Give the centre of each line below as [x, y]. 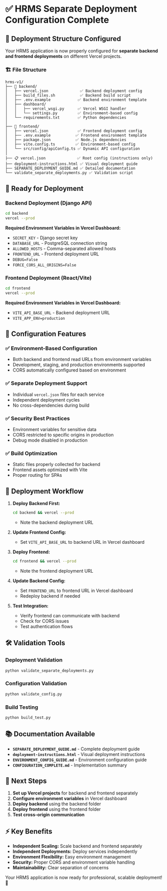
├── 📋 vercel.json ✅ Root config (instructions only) [79, 158]
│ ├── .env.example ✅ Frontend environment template [76, 136]
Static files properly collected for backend [56, 465]
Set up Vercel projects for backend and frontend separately [75, 793]
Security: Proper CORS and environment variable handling [74, 862]
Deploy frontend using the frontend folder [57, 809]
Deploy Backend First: [36, 504]
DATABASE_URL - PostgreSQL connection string [60, 243]
